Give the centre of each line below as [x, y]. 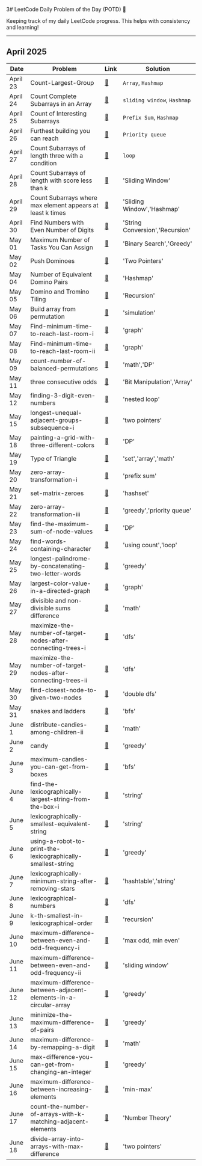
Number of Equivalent [61, 274]
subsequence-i [52, 428]
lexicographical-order [62, 923]
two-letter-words [56, 573]
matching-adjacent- [60, 1122]
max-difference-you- [62, 1057]
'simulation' [139, 313]
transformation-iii [55, 514]
